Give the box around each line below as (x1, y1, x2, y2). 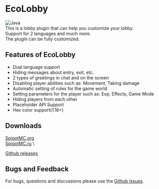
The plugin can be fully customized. (5, 36, 80, 42)
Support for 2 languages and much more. (5, 30, 91, 36)
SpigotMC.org (5, 135, 34, 141)
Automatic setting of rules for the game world (12, 85, 108, 91)
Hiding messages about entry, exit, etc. (12, 69, 94, 75)
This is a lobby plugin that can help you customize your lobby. (5, 25, 134, 31)
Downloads (5, 122, 42, 130)
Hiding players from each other (12, 96, 78, 102)
